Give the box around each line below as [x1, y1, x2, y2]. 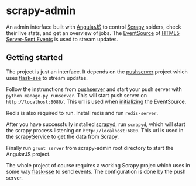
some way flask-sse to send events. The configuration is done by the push [6, 168, 186, 175]
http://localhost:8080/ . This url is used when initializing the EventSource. [6, 98, 187, 105]
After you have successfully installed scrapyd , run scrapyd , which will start [6, 121, 185, 128]
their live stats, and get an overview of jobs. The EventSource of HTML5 [6, 29, 180, 36]
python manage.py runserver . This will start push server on [6, 92, 147, 99]
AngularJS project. [6, 150, 51, 157]
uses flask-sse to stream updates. [6, 74, 88, 81]
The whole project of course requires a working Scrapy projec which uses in [6, 162, 190, 169]
